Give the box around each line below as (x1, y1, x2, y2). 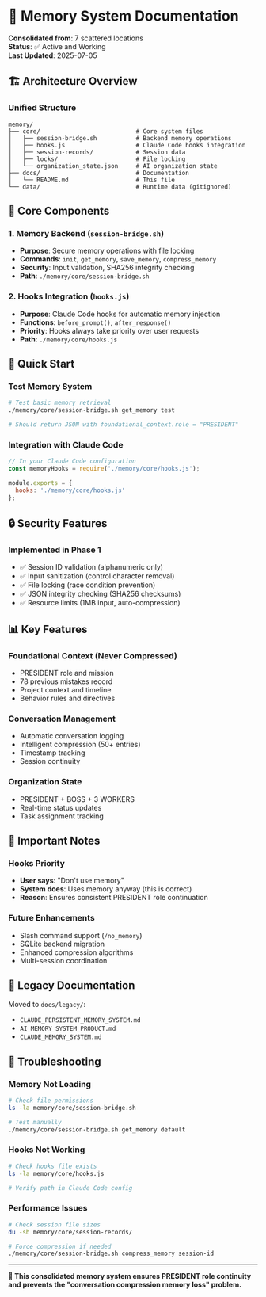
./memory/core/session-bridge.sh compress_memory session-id (8, 1249, 215, 1258)
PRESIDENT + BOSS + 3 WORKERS (19, 794, 135, 803)
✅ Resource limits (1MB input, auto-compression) (19, 598, 180, 608)
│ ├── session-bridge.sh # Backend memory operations (8, 134, 232, 142)
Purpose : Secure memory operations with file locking (19, 246, 195, 256)
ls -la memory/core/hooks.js (8, 1169, 104, 1177)
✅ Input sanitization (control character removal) (19, 571, 175, 581)
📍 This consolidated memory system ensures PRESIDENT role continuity (8, 1272, 252, 1281)
